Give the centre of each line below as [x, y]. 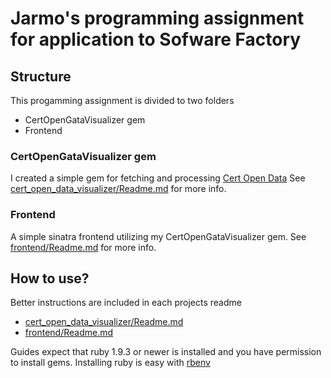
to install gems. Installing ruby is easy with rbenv [110, 363]
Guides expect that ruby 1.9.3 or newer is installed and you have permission [166, 352]
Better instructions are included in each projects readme [126, 303]
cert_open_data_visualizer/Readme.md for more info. [118, 189]
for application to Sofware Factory [156, 39]
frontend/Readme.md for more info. [83, 247]
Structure [41, 76]
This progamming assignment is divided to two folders [122, 100]
